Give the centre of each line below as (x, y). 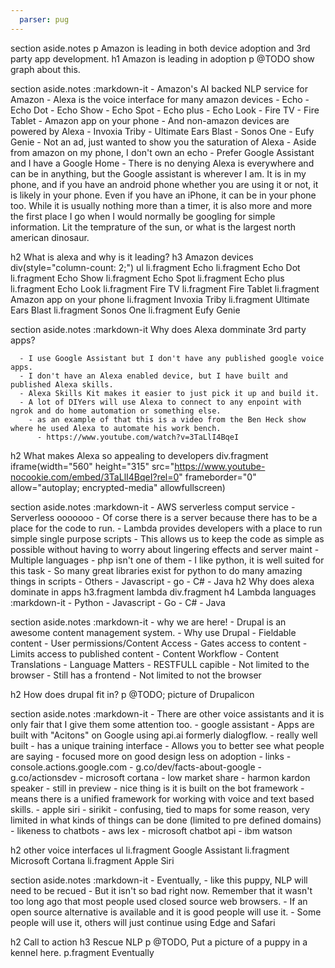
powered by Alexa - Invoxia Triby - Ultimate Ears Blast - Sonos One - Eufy (162, 131)
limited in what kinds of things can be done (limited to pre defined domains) (166, 820)
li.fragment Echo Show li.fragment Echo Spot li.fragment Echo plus (147, 278)
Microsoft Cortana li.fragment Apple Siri (92, 860)
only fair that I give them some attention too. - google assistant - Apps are (162, 724)
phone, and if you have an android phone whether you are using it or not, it (164, 184)
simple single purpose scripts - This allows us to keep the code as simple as (167, 538)
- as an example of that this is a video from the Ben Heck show (167, 419)
